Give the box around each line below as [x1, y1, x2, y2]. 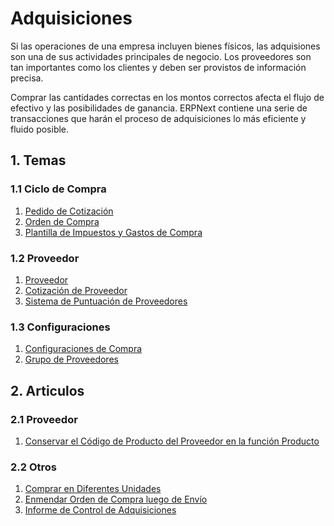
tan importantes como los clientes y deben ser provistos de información [10, 61, 307, 73]
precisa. [10, 72, 44, 84]
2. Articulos [10, 382, 85, 399]
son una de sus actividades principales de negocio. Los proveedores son [10, 50, 312, 62]
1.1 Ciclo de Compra [10, 182, 107, 196]
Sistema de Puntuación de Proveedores [24, 295, 188, 307]
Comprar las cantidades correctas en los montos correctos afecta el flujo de [10, 91, 325, 103]
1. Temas [10, 152, 67, 169]
